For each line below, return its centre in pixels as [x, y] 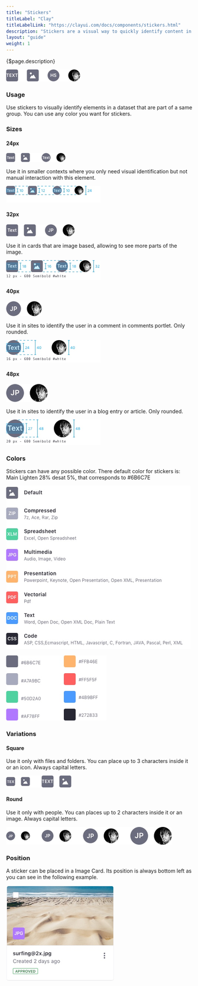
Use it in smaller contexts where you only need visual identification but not [97, 172]
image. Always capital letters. [42, 819]
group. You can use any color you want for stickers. [69, 114]
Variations [21, 734]
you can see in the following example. [52, 877]
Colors [16, 458]
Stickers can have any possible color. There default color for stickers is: [93, 471]
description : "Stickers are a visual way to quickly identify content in [99, 31]
